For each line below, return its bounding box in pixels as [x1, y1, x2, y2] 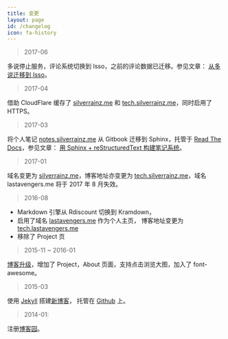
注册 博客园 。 [7, 325, 43, 333]
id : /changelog [7, 23, 51, 30]
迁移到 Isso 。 [12, 71, 51, 79]
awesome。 [7, 269, 41, 277]
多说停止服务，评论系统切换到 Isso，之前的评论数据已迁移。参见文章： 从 [7, 62, 215, 71]
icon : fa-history [7, 29, 57, 36]
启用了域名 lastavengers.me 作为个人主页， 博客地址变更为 [16, 217, 184, 225]
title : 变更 [7, 10, 39, 17]
